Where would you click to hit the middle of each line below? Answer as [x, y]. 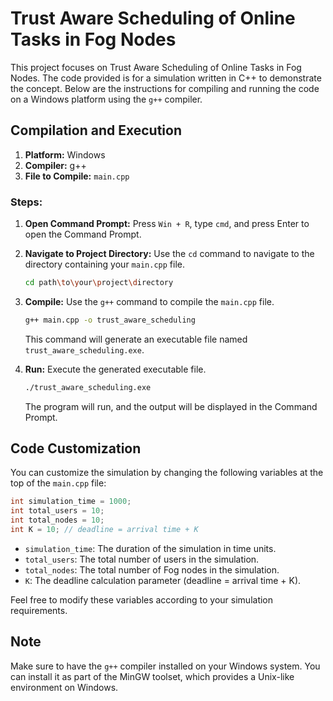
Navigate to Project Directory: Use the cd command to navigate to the [169, 254]
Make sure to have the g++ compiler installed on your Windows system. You [165, 666]
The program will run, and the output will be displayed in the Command [171, 406]
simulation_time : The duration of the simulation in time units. [150, 548]
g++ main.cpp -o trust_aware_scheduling [110, 320]
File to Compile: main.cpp [77, 176]
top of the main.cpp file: [58, 483]
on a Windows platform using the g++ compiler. [106, 99]
